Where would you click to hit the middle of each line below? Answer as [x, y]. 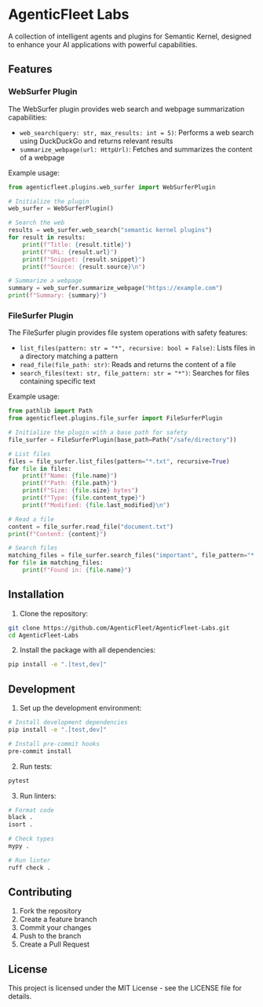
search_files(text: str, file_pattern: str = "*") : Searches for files [134, 373]
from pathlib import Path [50, 411]
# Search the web [37, 223]
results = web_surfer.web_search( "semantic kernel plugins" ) [110, 230]
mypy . [19, 847]
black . [21, 818]
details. [20, 997]
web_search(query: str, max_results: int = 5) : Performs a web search [137, 132]
